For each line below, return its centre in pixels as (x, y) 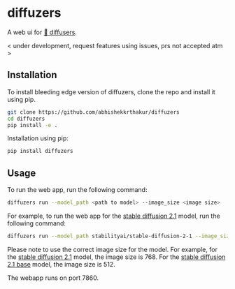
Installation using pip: (38, 138)
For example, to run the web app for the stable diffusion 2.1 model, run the (114, 216)
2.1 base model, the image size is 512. (61, 264)
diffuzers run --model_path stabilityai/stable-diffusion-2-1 (100, 236)
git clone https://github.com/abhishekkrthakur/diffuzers (93, 112)
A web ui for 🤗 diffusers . (42, 32)
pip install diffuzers (40, 151)
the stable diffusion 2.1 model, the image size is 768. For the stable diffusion (116, 257)
